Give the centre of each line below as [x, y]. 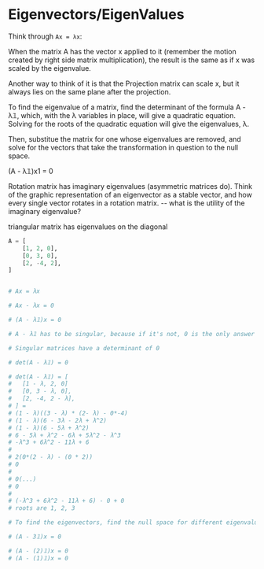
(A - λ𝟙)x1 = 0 [31, 171]
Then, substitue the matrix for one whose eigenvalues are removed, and [125, 139]
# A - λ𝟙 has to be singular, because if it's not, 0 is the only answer [132, 334]
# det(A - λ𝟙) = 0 [38, 362]
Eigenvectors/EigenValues [96, 15]
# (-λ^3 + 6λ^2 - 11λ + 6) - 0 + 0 [66, 501]
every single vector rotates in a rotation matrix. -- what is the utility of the [126, 203]
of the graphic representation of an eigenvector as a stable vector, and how [130, 194]
